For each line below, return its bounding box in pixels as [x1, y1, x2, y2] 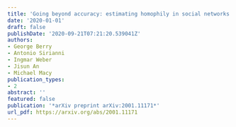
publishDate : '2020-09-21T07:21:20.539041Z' [7, 30, 141, 37]
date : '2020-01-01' [7, 17, 65, 24]
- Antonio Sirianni [7, 50, 65, 57]
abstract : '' [7, 89, 46, 96]
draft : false [7, 23, 46, 30]
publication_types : [7, 75, 65, 83]
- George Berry [7, 43, 52, 50]
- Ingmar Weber [7, 56, 52, 64]
